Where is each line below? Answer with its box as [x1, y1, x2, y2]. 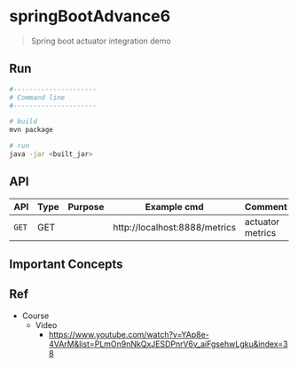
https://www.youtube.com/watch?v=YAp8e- [48, 329, 210, 340]
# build [9, 117, 38, 126]
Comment [244, 200, 288, 213]
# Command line [9, 93, 66, 102]
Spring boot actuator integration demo [30, 35, 171, 46]
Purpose [67, 200, 105, 213]
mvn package [9, 126, 53, 135]
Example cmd [145, 200, 204, 213]
